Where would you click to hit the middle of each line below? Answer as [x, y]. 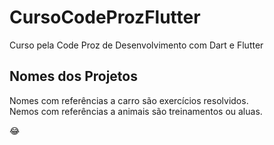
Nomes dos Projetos [73, 76]
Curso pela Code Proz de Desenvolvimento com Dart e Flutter [136, 45]
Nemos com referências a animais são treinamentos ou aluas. [136, 111]
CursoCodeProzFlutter [105, 17]
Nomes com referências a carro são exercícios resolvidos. [129, 100]
